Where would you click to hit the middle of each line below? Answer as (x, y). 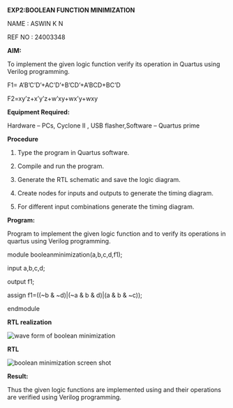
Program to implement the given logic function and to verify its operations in (116, 234)
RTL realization (30, 322)
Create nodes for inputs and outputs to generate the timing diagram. (115, 193)
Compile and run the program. (61, 166)
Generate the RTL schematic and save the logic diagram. (99, 180)
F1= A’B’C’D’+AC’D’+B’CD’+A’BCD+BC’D (64, 85)
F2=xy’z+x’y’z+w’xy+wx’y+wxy (53, 98)
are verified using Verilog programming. (65, 397)
